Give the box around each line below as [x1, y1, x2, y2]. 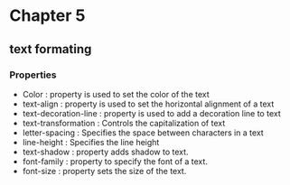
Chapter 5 [9, 5, 86, 26]
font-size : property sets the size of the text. [22, 165, 187, 176]
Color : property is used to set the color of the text [22, 88, 210, 99]
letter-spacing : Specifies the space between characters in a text [22, 127, 264, 138]
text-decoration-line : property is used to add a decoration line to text [22, 107, 282, 118]
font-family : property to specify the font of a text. [22, 155, 208, 167]
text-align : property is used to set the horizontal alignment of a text [22, 98, 275, 109]
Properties [9, 69, 57, 81]
